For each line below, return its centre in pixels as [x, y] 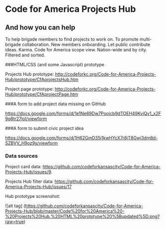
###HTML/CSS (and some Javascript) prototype [55, 65]
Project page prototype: [29, 89]
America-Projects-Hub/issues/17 [38, 187]
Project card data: [23, 167]
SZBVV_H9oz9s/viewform [31, 143]
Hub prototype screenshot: [33, 196]
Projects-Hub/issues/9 [28, 172]
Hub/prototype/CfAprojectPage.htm [42, 94]
